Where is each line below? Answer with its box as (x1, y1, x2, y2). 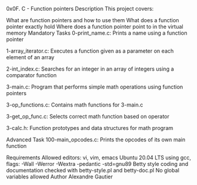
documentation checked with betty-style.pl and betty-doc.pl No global (6, 167, 180, 174)
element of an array (6, 54, 55, 60)
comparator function (6, 72, 57, 78)
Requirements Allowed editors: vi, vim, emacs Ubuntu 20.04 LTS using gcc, (6, 154, 192, 161)
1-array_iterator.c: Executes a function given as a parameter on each (6, 47, 174, 54)
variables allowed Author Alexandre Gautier (6, 173, 113, 180)
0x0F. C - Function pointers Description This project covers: (6, 5, 154, 12)
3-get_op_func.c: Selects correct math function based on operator (6, 113, 170, 120)
